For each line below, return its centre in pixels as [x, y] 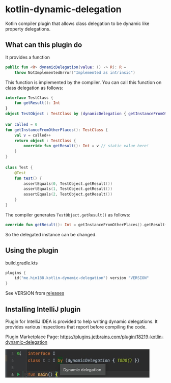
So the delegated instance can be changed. [51, 234]
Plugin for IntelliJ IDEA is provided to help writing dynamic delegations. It [81, 321]
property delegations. [28, 29]
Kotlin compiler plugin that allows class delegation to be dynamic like [77, 23]
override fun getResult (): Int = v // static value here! [86, 146]
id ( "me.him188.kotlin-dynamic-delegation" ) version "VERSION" [82, 278]
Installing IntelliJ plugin [43, 309]
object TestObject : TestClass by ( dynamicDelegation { [66, 114]
